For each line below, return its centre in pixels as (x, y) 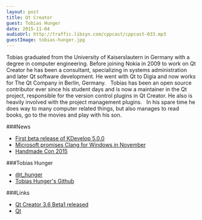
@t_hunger (29, 175)
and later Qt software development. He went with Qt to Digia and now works (101, 76)
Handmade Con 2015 (41, 151)
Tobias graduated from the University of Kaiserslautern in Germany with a (98, 57)
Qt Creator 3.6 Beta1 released (52, 204)
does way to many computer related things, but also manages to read (93, 108)
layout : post (23, 12)
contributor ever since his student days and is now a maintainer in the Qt (97, 89)
